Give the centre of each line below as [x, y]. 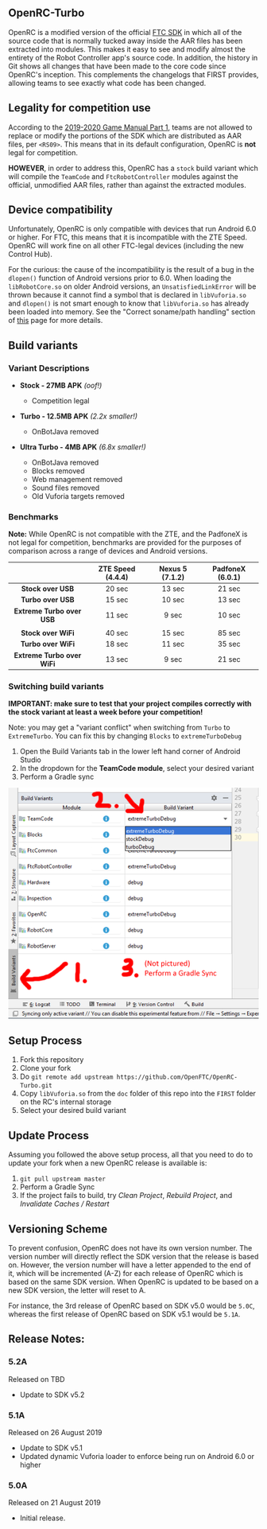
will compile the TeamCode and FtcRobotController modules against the [123, 176]
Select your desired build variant [73, 1111]
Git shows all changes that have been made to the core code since [117, 66]
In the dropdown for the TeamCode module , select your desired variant [137, 768]
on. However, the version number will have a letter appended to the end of [130, 1265]
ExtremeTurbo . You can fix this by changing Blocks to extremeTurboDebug [125, 736]
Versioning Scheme [58, 1229]
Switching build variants [56, 687]
